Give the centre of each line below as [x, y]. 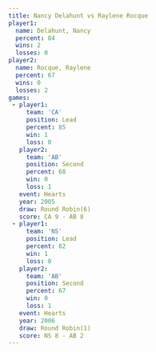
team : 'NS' [44, 232]
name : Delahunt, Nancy [53, 30]
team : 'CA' [44, 113]
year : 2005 [37, 202]
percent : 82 [46, 246]
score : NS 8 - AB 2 [51, 336]
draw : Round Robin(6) [55, 209]
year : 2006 [37, 321]
